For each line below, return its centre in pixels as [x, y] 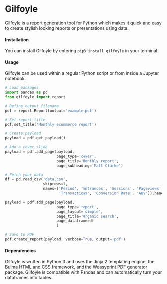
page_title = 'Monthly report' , [88, 161]
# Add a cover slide [27, 147]
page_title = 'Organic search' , [88, 216]
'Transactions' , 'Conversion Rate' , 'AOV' [103, 193]
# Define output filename [32, 106]
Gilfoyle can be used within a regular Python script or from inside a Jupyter [82, 73]
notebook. [16, 79]
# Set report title [25, 120]
